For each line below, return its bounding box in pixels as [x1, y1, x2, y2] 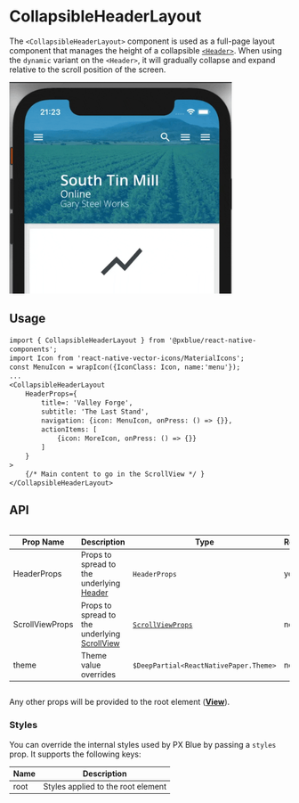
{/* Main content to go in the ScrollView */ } [25, 470, 205, 479]
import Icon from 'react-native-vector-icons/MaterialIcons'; [9, 354, 245, 363]
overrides [80, 668, 117, 679]
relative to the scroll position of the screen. [9, 64, 166, 75]
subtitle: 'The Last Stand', [41, 407, 149, 416]
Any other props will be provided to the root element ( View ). [9, 697, 230, 708]
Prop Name [21, 537, 65, 547]
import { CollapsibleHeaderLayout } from [9, 336, 166, 345]
